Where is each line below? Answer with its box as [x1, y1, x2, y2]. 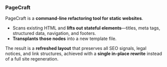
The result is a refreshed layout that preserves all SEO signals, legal [5, 45, 147, 51]
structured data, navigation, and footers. [12, 30, 97, 36]
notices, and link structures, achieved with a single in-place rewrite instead [5, 50, 162, 56]
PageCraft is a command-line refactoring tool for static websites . [5, 15, 143, 21]
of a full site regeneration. [5, 56, 59, 62]
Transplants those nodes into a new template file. [12, 35, 117, 41]
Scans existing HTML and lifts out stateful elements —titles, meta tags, [12, 25, 160, 31]
